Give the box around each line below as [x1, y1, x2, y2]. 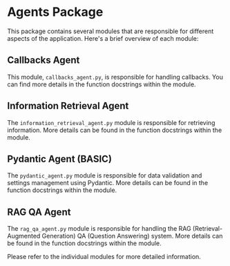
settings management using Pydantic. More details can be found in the [7, 179, 209, 187]
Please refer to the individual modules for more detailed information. [7, 253, 202, 261]
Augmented [7, 232, 41, 240]
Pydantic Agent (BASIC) [7, 153, 113, 164]
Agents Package [7, 4, 104, 20]
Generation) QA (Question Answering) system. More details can [41, 232, 223, 240]
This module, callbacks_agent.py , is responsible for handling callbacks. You [7, 73, 223, 81]
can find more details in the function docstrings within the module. [7, 80, 196, 88]
